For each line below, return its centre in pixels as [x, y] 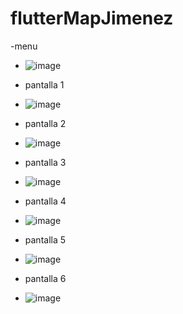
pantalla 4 [45, 201]
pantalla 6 [45, 278]
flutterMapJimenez [92, 18]
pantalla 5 [45, 239]
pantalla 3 [45, 162]
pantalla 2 [45, 123]
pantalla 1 [44, 84]
